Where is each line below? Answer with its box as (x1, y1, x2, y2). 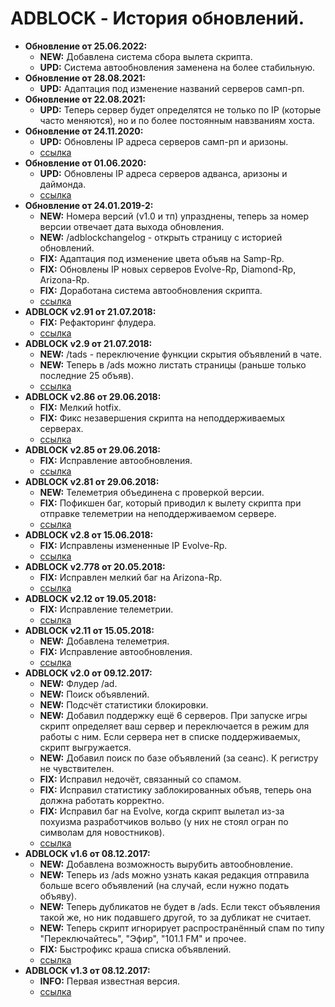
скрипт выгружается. (39, 741, 132, 753)
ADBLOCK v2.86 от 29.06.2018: (24, 390, 162, 402)
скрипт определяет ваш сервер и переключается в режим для (39, 720, 310, 732)
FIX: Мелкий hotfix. (39, 401, 122, 413)
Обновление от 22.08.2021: (24, 93, 147, 105)
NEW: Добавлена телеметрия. (39, 635, 170, 647)
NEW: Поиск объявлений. (39, 688, 150, 700)
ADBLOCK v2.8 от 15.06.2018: (24, 528, 154, 541)
